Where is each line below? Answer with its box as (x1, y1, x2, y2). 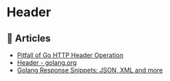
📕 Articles (6, 32, 51, 44)
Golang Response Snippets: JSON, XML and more (16, 66, 164, 74)
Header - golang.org (16, 58, 77, 67)
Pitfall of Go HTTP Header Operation (16, 51, 124, 59)
